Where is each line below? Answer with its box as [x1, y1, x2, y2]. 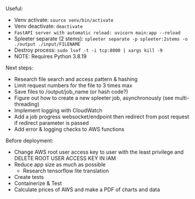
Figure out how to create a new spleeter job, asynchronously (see [14, 94, 174, 101]
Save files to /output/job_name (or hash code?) [14, 88, 128, 95]
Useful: [5, 5, 23, 12]
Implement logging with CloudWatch [14, 107, 103, 114]
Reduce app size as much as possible [14, 161, 106, 168]
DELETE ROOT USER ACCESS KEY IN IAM [14, 155, 116, 161]
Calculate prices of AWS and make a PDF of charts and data [14, 186, 160, 193]
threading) [14, 101, 39, 108]
